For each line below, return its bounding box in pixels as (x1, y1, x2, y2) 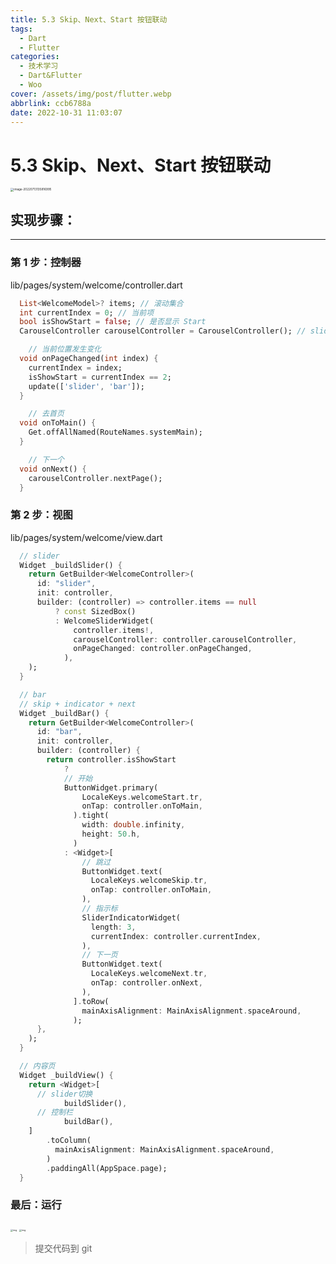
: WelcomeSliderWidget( (54, 616, 155, 626)
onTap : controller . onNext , (90, 978, 203, 988)
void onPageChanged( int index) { (19, 354, 159, 364)
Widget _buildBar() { (19, 708, 110, 718)
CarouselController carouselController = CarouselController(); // (19, 326, 307, 336)
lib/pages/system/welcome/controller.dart (10, 279, 183, 291)
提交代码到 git (34, 1242, 93, 1254)
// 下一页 (81, 950, 118, 960)
